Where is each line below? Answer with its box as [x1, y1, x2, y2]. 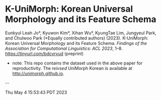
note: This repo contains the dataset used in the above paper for [12, 60, 143, 66]
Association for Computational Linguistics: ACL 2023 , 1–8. [5, 45, 123, 51]
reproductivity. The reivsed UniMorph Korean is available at [12, 65, 133, 71]
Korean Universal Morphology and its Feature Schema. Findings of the [5, 40, 147, 46]
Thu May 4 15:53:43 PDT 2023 [5, 89, 67, 95]
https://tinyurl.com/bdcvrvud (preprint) [5, 50, 84, 57]
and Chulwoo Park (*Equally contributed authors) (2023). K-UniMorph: [5, 35, 149, 41]
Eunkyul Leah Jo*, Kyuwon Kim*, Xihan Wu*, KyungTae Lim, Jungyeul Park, [5, 30, 157, 36]
